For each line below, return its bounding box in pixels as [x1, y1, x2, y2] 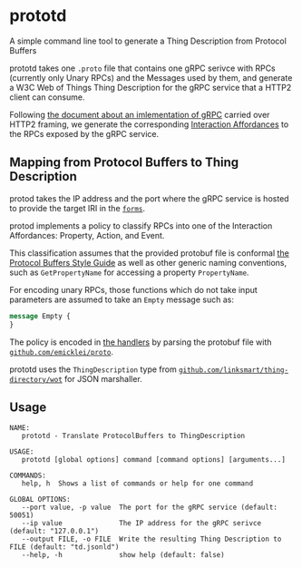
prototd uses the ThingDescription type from [9, 364, 177, 375]
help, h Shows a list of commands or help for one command [21, 479, 254, 488]
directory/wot [9, 375, 63, 384]
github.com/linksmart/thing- [178, 365, 288, 375]
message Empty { [9, 311, 71, 320]
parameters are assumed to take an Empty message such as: [9, 294, 234, 305]
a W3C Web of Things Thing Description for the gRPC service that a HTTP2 [9, 82, 292, 93]
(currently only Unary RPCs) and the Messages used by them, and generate [9, 72, 293, 83]
